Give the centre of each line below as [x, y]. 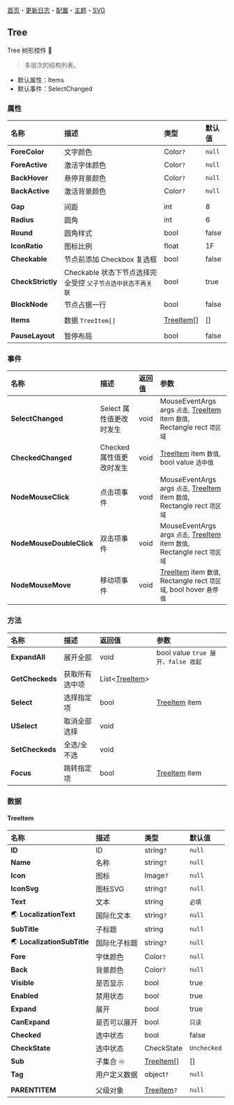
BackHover [30, 178]
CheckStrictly [34, 282]
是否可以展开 [117, 1022]
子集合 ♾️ [110, 1061]
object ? [157, 1074]
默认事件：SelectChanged [55, 89]
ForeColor [28, 152]
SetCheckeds [34, 749]
